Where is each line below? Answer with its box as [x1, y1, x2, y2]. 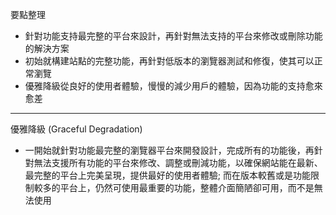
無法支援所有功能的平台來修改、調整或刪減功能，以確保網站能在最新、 [33, 157, 323, 168]
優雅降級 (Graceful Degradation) [10, 123, 143, 135]
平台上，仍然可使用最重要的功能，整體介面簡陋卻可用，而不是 [59, 182, 315, 193]
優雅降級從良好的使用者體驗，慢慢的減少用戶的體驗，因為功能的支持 [24, 80, 306, 92]
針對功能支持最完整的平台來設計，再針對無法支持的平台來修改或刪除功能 [24, 30, 323, 42]
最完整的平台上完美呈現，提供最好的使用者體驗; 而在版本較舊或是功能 [24, 169, 311, 181]
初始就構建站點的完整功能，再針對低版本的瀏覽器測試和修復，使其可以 [24, 55, 315, 67]
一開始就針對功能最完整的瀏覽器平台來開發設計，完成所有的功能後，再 [24, 144, 315, 156]
